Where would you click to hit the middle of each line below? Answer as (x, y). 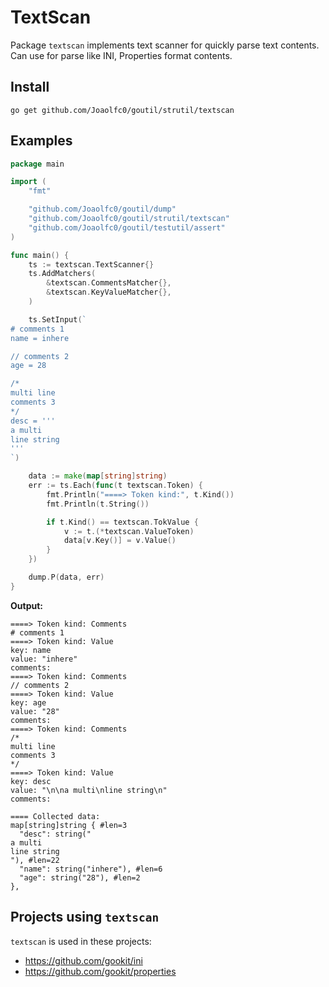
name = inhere (40, 338)
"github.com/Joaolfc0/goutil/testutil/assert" (127, 227)
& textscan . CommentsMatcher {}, (109, 283)
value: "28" (35, 711)
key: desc (31, 781)
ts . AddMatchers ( (62, 274)
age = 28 (28, 366)
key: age (28, 702)
